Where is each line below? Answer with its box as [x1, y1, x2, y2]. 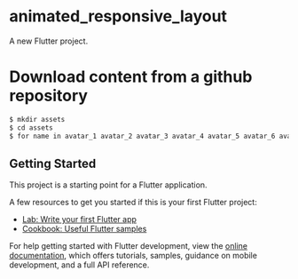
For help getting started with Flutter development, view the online [9, 241, 248, 251]
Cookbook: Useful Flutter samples [21, 224, 147, 235]
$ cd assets [9, 123, 53, 132]
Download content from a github [9, 67, 253, 87]
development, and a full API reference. [9, 259, 150, 270]
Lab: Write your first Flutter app [21, 214, 137, 225]
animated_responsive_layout [9, 6, 228, 27]
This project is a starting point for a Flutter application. [9, 179, 208, 190]
